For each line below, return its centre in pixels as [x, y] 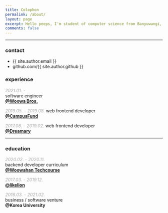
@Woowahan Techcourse [32, 170]
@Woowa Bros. [22, 101]
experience [19, 79]
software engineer [24, 96]
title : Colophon [22, 10]
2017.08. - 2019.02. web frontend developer [50, 126]
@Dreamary [18, 131]
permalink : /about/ [25, 14]
